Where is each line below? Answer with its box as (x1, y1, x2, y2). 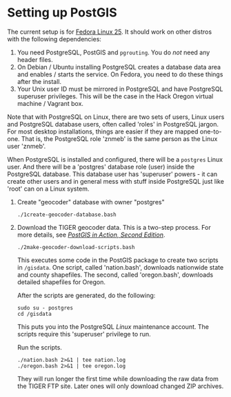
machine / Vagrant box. (17, 99, 84, 107)
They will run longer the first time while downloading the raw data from (17, 374, 219, 383)
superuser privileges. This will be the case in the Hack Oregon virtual (17, 92, 214, 100)
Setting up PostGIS (7, 5, 117, 21)
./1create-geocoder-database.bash (17, 211, 117, 218)
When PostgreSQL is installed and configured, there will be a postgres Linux (7, 155, 223, 163)
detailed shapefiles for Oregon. (17, 277, 106, 286)
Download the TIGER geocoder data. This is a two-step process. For (17, 223, 212, 231)
